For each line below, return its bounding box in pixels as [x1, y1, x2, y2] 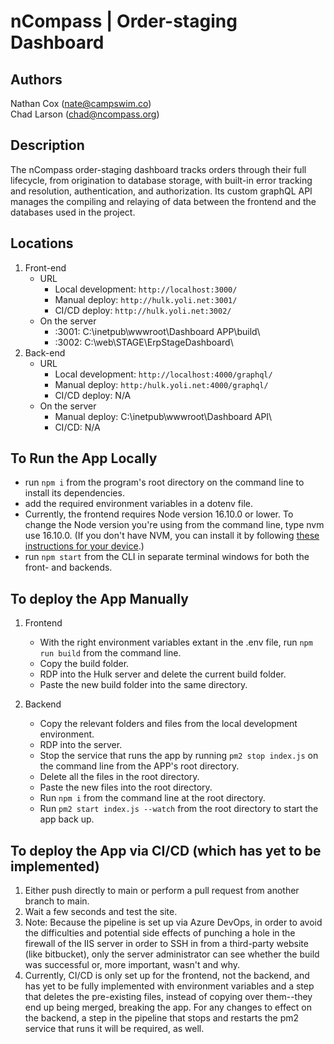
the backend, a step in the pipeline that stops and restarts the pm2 [24, 1012, 300, 1024]
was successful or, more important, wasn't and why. [24, 959, 240, 971]
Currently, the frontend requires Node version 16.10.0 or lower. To [24, 508, 294, 520]
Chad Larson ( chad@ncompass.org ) [10, 108, 160, 120]
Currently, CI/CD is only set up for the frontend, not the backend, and [24, 970, 310, 982]
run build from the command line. [39, 647, 182, 659]
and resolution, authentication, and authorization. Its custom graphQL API [10, 185, 313, 197]
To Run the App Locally [10, 450, 158, 467]
